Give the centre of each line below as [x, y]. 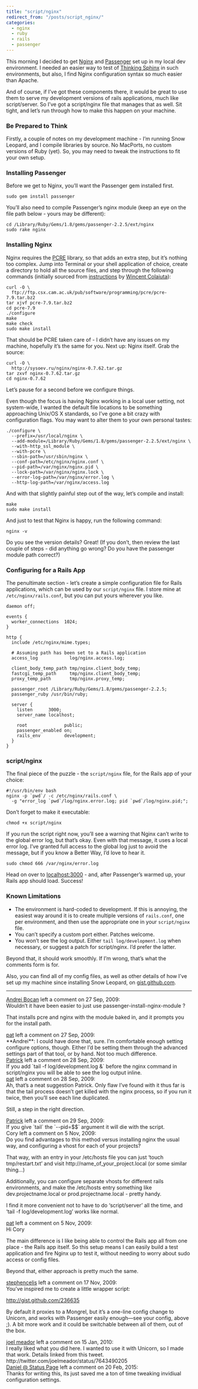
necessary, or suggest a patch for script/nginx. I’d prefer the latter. [95, 947]
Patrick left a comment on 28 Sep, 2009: [55, 1060]
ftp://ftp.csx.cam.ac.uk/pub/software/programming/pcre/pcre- [89, 292]
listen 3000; [39, 710]
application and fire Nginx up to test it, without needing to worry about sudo [98, 1253]
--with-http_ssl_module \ [43, 446]
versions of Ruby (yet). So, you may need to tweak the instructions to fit [93, 151]
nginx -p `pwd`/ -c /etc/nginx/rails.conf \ [62, 796]
